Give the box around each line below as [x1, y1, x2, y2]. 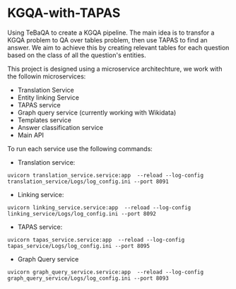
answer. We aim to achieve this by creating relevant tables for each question [7, 43, 230, 52]
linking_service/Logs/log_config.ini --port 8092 [7, 210, 157, 217]
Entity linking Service [17, 93, 80, 102]
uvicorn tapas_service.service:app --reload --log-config [7, 236, 185, 243]
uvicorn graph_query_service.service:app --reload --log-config [7, 269, 203, 276]
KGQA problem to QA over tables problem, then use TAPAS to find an [7, 35, 208, 44]
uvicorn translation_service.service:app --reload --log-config [7, 172, 203, 179]
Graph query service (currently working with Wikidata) [17, 108, 177, 117]
